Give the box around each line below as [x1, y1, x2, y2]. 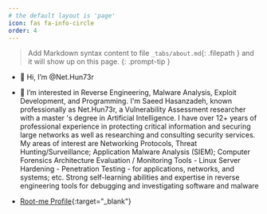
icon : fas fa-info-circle [8, 19, 94, 27]
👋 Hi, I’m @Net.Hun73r [19, 73, 94, 82]
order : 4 [8, 26, 37, 34]
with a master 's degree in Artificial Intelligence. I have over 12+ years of [19, 113, 257, 123]
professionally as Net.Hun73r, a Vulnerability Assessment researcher [19, 105, 246, 114]
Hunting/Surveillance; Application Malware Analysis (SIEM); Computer [19, 147, 251, 157]
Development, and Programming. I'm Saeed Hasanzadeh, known [19, 97, 233, 106]
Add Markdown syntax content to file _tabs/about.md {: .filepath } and [27, 49, 255, 58]
